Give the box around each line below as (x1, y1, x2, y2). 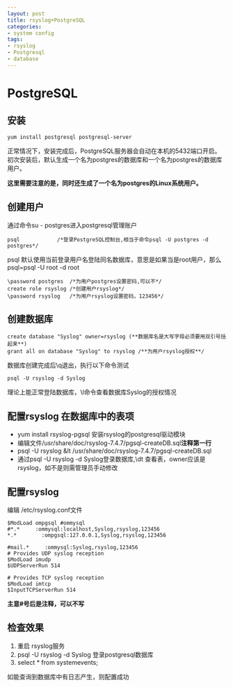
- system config (7, 29, 54, 37)
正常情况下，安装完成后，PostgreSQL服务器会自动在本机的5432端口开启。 (7, 147, 221, 155)
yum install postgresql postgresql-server (7, 134, 132, 140)
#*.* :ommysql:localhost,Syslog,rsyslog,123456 (7, 526, 160, 533)
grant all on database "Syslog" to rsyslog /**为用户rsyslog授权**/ (7, 348, 205, 355)
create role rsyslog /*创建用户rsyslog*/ (7, 285, 125, 292)
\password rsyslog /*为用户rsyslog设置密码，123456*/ (7, 293, 164, 300)
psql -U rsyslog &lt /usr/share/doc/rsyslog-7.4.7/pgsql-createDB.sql (17, 446, 212, 455)
